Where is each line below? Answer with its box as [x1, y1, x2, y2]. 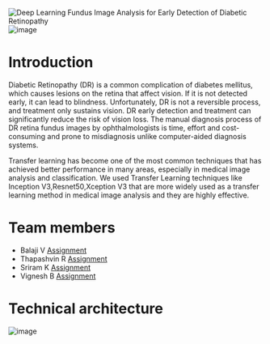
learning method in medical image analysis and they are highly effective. [8, 190, 250, 200]
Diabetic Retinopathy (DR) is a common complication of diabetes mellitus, [8, 79, 253, 89]
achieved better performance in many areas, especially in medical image [8, 164, 251, 174]
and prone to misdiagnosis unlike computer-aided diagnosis [47, 131, 247, 141]
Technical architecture [8, 299, 164, 318]
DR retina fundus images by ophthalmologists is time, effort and [8, 122, 221, 133]
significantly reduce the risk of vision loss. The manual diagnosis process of [8, 114, 262, 124]
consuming [8, 131, 46, 141]
